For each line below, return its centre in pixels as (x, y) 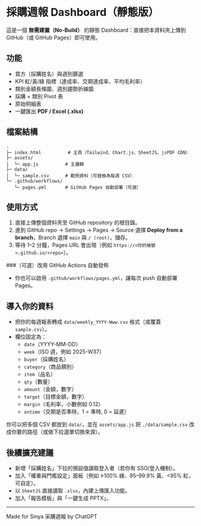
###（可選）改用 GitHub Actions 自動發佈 (57, 265)
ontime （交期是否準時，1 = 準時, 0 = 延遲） (77, 412)
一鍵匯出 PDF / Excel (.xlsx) (49, 111)
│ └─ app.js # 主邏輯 (45, 164)
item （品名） (40, 374)
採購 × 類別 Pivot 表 (39, 96)
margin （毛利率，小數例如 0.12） (64, 404)
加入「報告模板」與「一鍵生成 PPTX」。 (63, 498)
